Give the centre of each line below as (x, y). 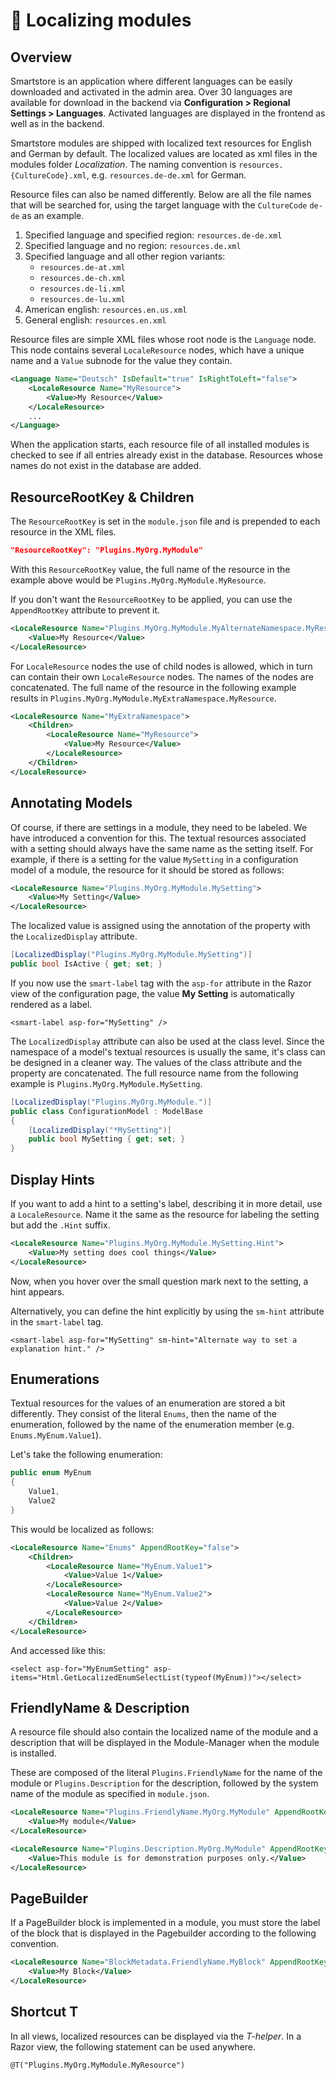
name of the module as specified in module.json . (110, 1794)
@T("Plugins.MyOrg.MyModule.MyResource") (98, 2065)
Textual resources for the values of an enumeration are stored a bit (148, 1403)
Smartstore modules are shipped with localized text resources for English (161, 143)
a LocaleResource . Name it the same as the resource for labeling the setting (165, 1214)
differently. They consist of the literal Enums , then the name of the (143, 1414)
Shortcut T (44, 2012)
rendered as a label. (51, 1004)
